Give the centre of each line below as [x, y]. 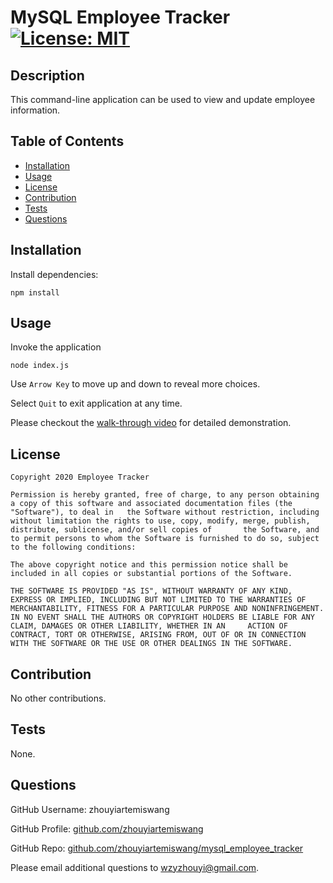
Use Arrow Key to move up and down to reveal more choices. [135, 384]
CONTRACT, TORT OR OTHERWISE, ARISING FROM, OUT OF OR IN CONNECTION [158, 635]
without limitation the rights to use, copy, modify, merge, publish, [160, 521]
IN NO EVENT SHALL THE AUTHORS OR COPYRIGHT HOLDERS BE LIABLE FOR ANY [162, 617]
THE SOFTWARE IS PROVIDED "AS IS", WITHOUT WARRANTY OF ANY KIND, [151, 591]
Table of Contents [67, 141]
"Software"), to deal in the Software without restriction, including [165, 512]
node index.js [40, 366]
